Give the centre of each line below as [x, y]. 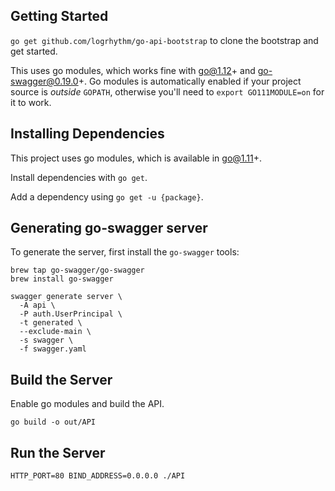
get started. [34, 51]
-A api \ [37, 305]
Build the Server [61, 379]
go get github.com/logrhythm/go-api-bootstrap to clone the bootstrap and [164, 40]
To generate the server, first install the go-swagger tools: [125, 252]
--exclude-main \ [55, 332]
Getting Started [59, 16]
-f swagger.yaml [53, 349]
